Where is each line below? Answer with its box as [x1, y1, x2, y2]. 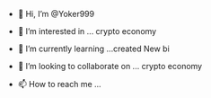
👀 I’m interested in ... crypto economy [17, 26, 157, 36]
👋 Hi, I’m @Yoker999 [17, 9, 95, 19]
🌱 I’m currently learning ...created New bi [17, 43, 171, 54]
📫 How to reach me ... [17, 79, 101, 89]
